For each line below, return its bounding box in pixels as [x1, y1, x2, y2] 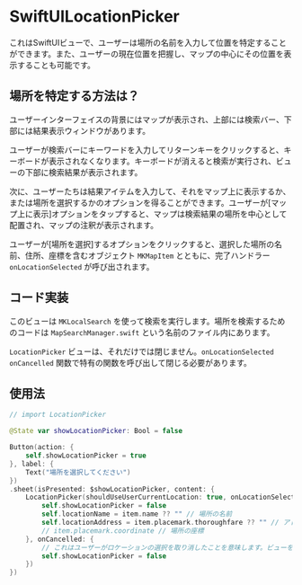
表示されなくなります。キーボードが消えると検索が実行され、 [48, 155, 277, 166]
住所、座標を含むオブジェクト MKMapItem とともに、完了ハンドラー [24, 250, 271, 261]
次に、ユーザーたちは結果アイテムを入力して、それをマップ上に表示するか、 [9, 186, 291, 197]
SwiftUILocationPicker [9, 6, 180, 27]
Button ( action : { [9, 443, 75, 452]
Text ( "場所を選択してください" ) [25, 467, 132, 477]
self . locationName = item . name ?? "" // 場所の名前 [41, 510, 233, 519]
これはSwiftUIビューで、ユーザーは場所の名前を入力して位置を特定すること [9, 37, 288, 48]
